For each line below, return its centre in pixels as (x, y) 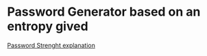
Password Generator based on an (104, 12)
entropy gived (48, 26)
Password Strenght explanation (51, 45)
